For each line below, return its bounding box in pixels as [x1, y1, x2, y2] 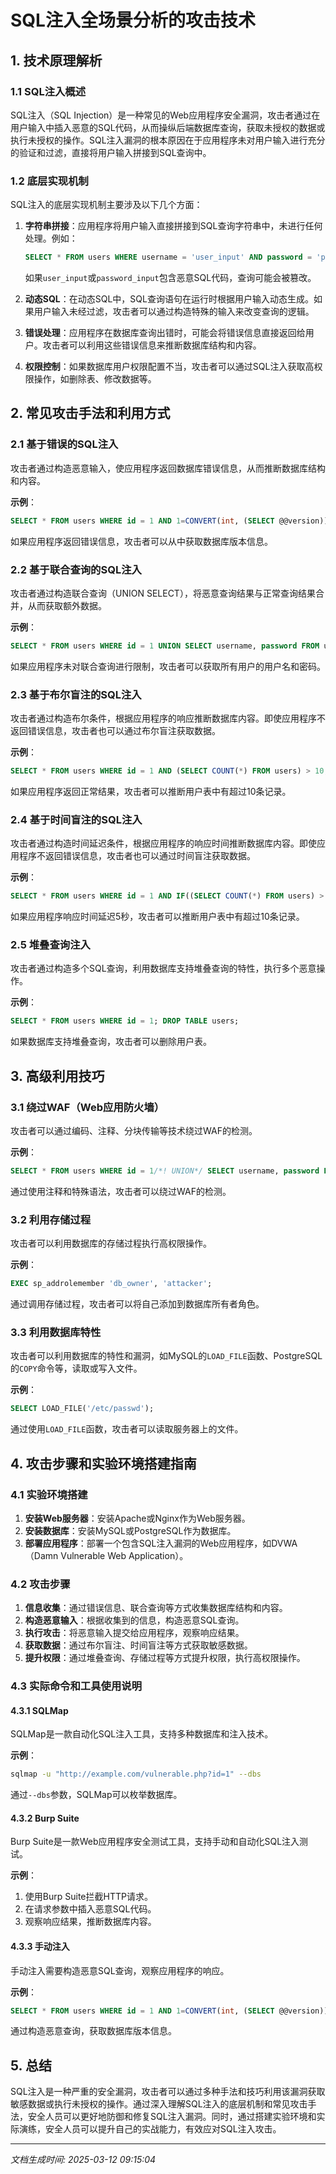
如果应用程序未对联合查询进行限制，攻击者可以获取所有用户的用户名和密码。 [10, 660, 326, 672]
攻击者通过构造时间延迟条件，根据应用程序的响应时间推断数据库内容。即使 [10, 837, 317, 850]
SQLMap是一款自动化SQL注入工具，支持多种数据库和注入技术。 [10, 1728, 274, 1740]
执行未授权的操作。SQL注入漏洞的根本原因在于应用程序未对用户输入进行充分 [10, 134, 326, 146]
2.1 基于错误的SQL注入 [10, 437, 119, 451]
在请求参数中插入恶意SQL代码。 [24, 1903, 157, 1915]
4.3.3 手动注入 [10, 1940, 70, 1952]
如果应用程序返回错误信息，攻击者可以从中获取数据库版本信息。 [10, 535, 273, 547]
